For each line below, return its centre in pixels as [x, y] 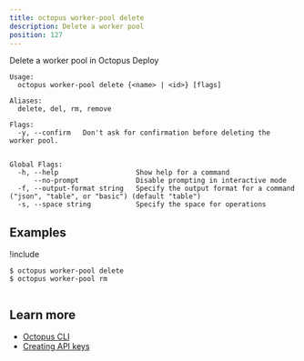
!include [25, 255]
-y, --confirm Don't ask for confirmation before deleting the [144, 133]
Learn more [43, 315]
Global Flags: [36, 165]
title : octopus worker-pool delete [77, 18]
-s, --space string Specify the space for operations [142, 205]
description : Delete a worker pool [77, 26]
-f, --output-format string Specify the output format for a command [157, 189]
